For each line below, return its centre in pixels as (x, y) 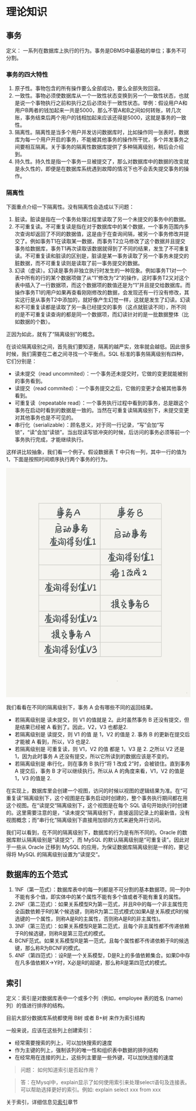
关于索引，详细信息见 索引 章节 (42, 1102)
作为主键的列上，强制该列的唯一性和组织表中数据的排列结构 (86, 1050)
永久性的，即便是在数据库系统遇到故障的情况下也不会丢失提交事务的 (102, 169)
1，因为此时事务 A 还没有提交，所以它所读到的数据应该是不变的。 (93, 756)
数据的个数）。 (37, 321)
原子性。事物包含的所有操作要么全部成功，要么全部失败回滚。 (89, 88)
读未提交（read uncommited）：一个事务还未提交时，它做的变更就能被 (99, 373)
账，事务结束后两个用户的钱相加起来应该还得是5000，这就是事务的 (95, 118)
